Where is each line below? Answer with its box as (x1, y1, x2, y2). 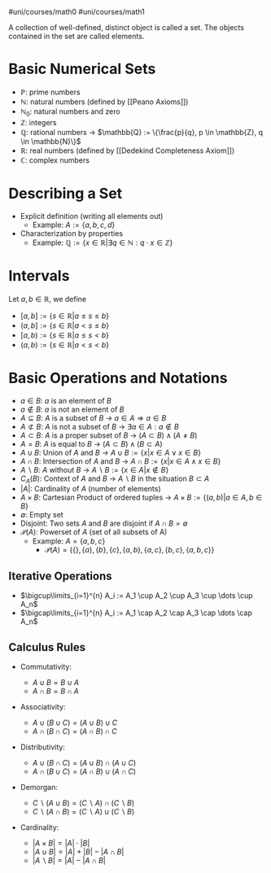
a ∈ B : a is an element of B (20, 395, 112, 405)
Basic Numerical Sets (8, 60, 156, 78)
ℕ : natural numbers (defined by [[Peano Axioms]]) (20, 97, 189, 107)
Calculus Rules (8, 640, 86, 654)
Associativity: (20, 701, 66, 711)
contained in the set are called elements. (8, 32, 145, 41)
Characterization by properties (20, 228, 124, 238)
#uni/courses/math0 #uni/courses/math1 (8, 7, 145, 16)
